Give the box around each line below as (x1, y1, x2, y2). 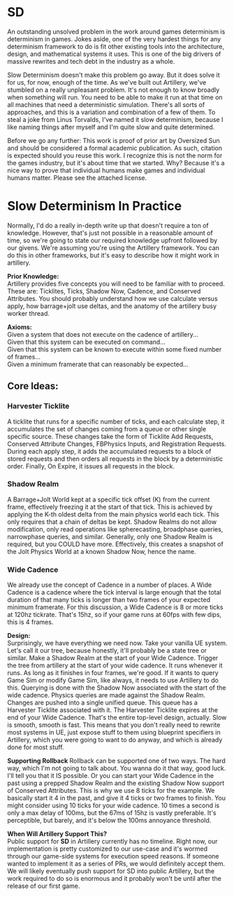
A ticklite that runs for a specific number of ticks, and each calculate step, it (7, 417, 225, 426)
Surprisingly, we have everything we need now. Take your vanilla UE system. (7, 639, 228, 648)
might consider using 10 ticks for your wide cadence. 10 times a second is (7, 801, 220, 809)
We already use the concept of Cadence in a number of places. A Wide (7, 580, 212, 589)
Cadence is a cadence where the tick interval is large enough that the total (7, 588, 221, 597)
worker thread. (7, 309, 50, 317)
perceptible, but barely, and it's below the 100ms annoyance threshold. (7, 816, 212, 825)
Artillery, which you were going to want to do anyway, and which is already (7, 736, 223, 744)
